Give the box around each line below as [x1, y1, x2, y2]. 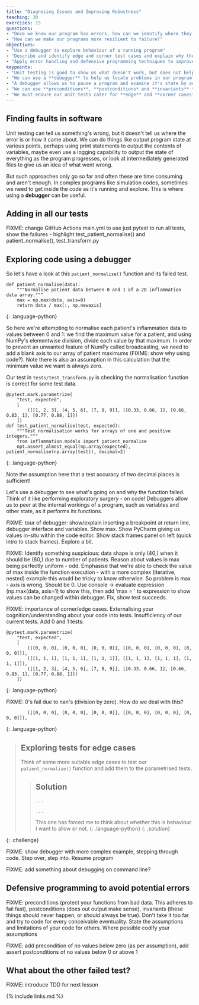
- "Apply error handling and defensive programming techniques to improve [6, 58, 195, 64]
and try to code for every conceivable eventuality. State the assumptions [6, 918, 184, 925]
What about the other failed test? [6, 966, 131, 976]
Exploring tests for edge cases [20, 743, 136, 753]
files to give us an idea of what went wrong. [6, 161, 113, 168]
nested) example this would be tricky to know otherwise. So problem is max [6, 575, 191, 582]
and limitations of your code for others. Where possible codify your [6, 924, 170, 931]
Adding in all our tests [6, 209, 89, 219]
